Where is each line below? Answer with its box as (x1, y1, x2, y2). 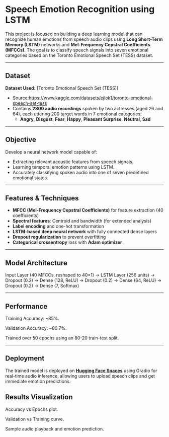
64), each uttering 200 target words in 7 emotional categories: (12, 111, 142, 117)
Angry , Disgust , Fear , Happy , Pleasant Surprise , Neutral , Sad (20, 116, 151, 122)
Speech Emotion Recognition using (5, 4, 155, 15)
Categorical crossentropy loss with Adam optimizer (12, 239, 122, 245)
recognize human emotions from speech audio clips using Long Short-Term (5, 36, 163, 42)
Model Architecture (5, 258, 68, 267)
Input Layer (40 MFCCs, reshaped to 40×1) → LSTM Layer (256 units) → (5, 272, 155, 278)
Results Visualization (5, 393, 73, 401)
